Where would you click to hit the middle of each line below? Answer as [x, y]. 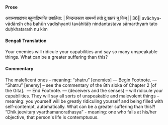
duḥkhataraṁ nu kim [26, 29]
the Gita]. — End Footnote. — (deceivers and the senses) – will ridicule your [84, 90]
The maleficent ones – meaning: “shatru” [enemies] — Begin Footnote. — [81, 80]
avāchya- [151, 18]
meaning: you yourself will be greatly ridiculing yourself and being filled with [84, 101]
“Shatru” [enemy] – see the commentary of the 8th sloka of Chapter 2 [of [81, 85]
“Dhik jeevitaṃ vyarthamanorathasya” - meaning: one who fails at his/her [81, 112]
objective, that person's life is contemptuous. [52, 117]
